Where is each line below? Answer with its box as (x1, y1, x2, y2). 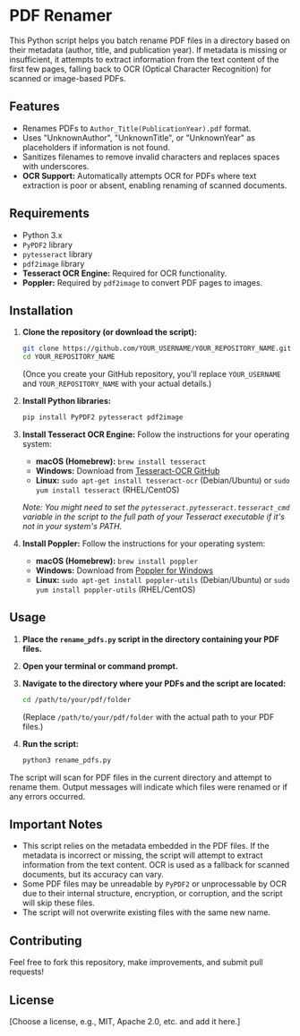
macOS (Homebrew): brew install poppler (35, 556, 199, 566)
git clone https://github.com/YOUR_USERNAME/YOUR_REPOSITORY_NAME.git (21, 344, 292, 354)
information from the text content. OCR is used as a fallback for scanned (21, 860, 290, 870)
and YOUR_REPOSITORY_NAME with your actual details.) (21, 378, 212, 390)
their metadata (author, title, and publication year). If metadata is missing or (9, 44, 287, 55)
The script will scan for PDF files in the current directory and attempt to (9, 772, 272, 783)
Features (9, 99, 60, 115)
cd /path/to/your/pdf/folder (21, 695, 132, 704)
